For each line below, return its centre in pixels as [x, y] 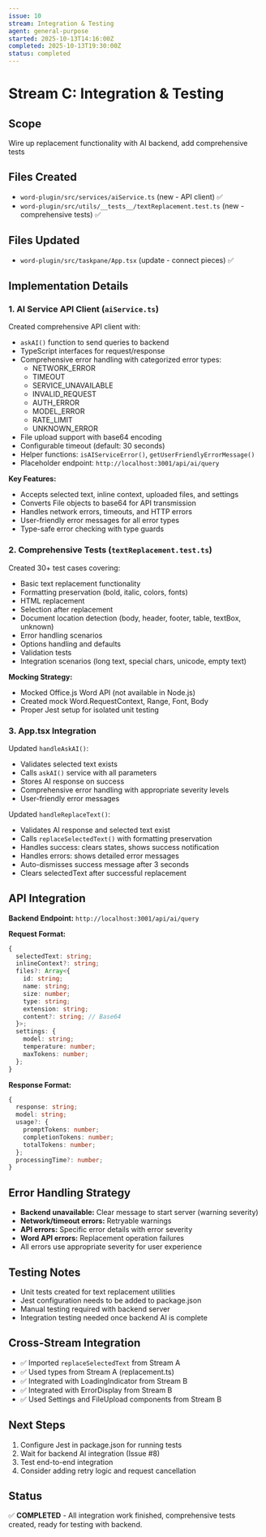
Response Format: [40, 1084]
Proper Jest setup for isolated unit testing [90, 710]
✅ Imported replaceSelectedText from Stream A [100, 1363]
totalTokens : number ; [59, 1144]
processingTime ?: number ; [60, 1160]
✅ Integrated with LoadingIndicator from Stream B [104, 1380]
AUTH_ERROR [56, 403]
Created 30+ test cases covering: [64, 568]
